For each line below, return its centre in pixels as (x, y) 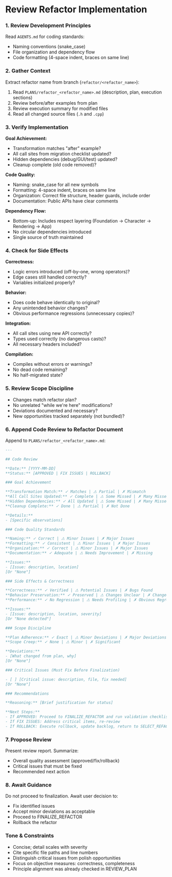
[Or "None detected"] (28, 619)
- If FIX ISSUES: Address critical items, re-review (63, 722)
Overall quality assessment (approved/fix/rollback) (66, 761)
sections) (23, 97)
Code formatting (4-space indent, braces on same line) (71, 58)
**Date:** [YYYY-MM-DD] (31, 469)
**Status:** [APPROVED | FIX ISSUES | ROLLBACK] (58, 473)
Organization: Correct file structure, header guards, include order (81, 196)
